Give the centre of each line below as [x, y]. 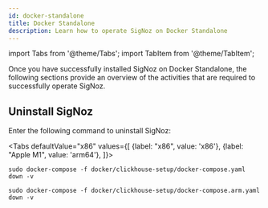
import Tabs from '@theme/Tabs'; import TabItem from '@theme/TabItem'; [132, 54]
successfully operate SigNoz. [57, 86]
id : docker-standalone [46, 16]
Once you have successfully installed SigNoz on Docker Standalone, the [128, 69]
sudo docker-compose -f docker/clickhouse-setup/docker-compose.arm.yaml [134, 191]
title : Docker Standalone [51, 23]
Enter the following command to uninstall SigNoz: [89, 131]
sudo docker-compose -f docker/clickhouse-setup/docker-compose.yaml [127, 169]
